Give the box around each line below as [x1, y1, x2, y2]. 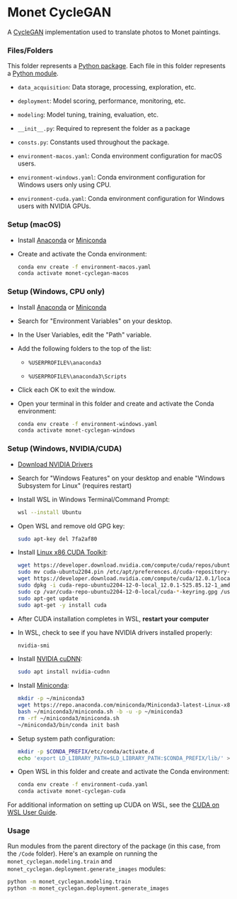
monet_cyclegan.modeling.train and [7, 857, 112, 866]
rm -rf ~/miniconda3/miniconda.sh [17, 714, 120, 721]
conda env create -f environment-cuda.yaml [17, 781, 149, 788]
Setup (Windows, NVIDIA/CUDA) [7, 444, 122, 454]
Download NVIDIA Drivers [17, 459, 93, 469]
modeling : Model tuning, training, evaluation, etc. [17, 111, 159, 119]
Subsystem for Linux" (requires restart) [17, 481, 132, 490]
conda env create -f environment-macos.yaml [17, 263, 151, 271]
